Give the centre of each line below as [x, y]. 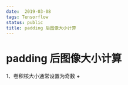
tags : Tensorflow [27, 17]
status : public [25, 22]
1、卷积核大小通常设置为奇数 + [43, 76]
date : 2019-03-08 [28, 11]
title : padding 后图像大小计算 [41, 28]
